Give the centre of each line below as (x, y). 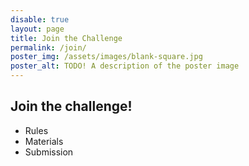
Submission (49, 152)
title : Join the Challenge (66, 38)
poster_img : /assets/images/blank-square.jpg (106, 57)
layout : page (37, 29)
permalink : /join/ (48, 47)
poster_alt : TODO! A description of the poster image (125, 66)
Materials (44, 141)
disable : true (40, 19)
